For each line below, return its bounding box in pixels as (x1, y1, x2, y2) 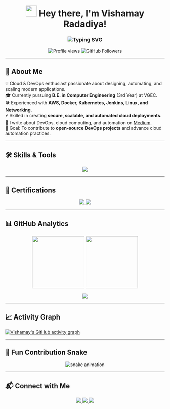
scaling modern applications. (5, 86, 66, 93)
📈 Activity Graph (5, 313, 61, 322)
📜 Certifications (5, 186, 56, 194)
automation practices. (5, 130, 51, 137)
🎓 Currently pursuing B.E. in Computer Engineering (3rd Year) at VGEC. (5, 92, 158, 98)
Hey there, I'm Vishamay (38, 8, 145, 19)
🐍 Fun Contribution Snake (5, 348, 88, 356)
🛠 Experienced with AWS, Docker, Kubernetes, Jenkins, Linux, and (5, 100, 148, 106)
